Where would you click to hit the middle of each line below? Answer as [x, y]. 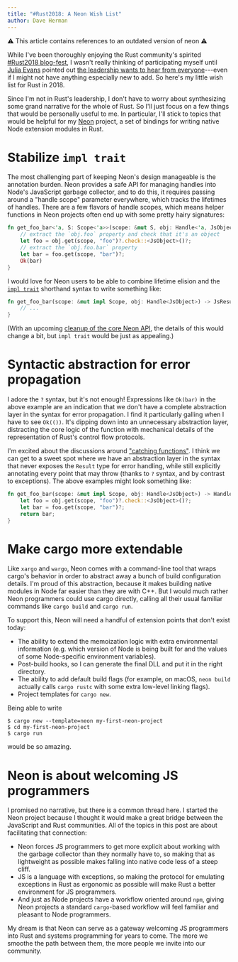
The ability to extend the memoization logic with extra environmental [118, 642]
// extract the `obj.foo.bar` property [79, 248]
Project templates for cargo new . [64, 694]
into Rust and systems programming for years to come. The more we [108, 936]
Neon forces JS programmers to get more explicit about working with [119, 847]
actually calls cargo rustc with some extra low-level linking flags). [114, 687]
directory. [32, 671]
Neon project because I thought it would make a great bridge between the [115, 818]
